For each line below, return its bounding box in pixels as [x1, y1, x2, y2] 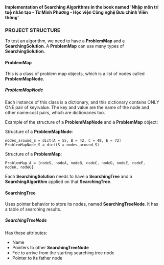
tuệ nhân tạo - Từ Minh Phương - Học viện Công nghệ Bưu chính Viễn [5, 9, 148, 15]
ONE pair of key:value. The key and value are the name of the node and [5, 105, 149, 110]
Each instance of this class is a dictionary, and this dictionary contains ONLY [5, 99, 160, 105]
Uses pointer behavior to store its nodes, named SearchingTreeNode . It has [5, 201, 159, 207]
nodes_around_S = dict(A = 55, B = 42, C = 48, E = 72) [5, 138, 121, 143]
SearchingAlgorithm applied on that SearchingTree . [5, 179, 112, 185]
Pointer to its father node [12, 255, 63, 261]
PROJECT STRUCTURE [5, 26, 61, 33]
